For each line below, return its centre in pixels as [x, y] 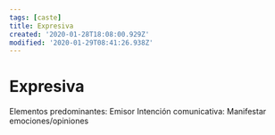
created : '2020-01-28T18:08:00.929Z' [79, 34]
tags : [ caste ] [36, 17]
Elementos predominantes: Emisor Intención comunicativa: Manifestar [138, 112]
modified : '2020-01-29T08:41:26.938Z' [81, 42]
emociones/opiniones [49, 121]
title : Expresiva [42, 26]
